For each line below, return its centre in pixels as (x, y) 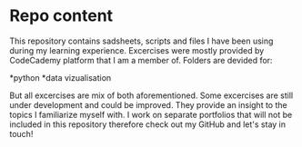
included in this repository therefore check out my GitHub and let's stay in (148, 124)
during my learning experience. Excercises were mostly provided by (137, 50)
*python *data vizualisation (60, 77)
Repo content (61, 16)
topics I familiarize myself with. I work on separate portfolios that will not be (151, 114)
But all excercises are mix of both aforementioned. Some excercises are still (151, 95)
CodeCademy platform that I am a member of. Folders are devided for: (141, 60)
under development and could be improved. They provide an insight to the (149, 104)
